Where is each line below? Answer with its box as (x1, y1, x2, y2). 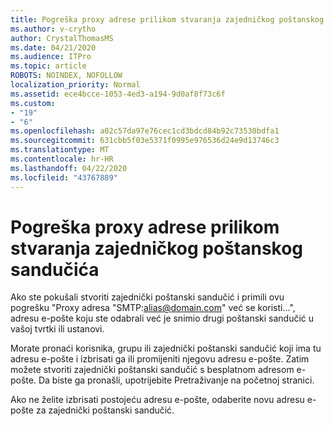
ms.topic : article (10, 61, 87, 71)
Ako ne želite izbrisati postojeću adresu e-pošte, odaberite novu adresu (10, 394, 305, 406)
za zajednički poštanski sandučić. (35, 404, 175, 416)
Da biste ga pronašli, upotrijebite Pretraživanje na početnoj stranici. (38, 374, 315, 386)
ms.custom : (10, 98, 56, 108)
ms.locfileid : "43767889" (10, 172, 118, 183)
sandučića (10, 258, 100, 281)
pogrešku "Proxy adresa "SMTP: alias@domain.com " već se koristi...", (10, 302, 296, 314)
